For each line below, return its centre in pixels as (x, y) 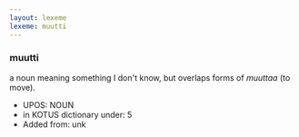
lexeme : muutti (38, 26)
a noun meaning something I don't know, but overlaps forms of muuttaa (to (150, 77)
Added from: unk (54, 124)
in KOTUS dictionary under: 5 (77, 114)
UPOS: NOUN (48, 104)
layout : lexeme (38, 18)
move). (23, 87)
